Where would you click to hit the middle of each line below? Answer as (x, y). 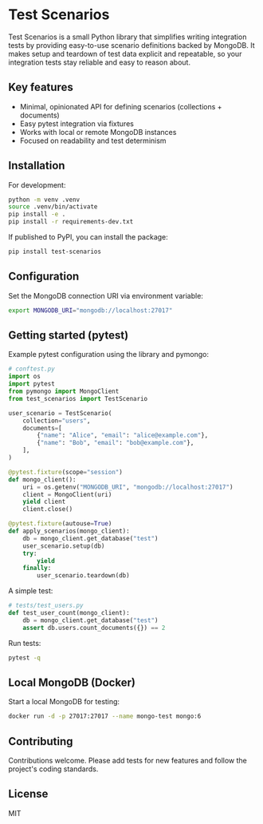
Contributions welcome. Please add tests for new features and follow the (128, 761)
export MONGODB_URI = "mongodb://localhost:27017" (90, 310)
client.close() (48, 509)
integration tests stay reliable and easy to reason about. (100, 62)
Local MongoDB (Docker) (72, 682)
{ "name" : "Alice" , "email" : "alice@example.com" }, (123, 436)
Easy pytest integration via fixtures (77, 123)
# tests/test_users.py (46, 606)
